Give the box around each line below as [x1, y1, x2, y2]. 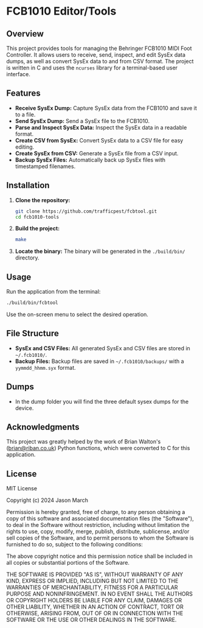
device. [15, 404, 34, 412]
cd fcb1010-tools [15, 214, 60, 220]
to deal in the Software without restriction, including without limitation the [6, 521, 190, 529]
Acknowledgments [6, 422, 80, 432]
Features [6, 88, 41, 99]
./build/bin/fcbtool [6, 300, 59, 306]
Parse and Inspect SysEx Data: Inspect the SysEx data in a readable [15, 124, 187, 131]
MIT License [6, 485, 38, 492]
